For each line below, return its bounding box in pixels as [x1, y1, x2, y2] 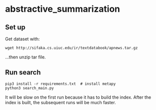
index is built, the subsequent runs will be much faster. [5, 99, 116, 105]
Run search [5, 68, 41, 77]
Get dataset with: [5, 36, 40, 42]
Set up [5, 23, 26, 31]
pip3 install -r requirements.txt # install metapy [5, 81, 116, 86]
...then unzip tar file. [5, 54, 46, 60]
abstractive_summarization [5, 3, 120, 15]
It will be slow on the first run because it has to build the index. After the [5, 94, 152, 100]
